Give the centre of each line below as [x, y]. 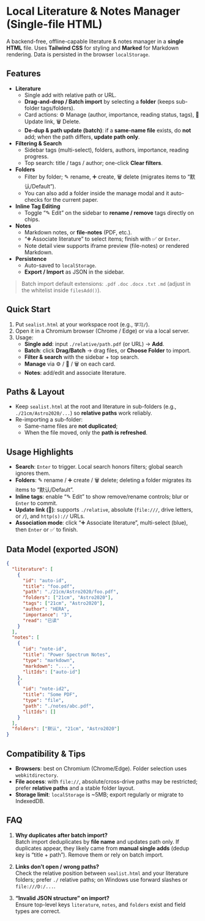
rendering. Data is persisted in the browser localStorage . [78, 54]
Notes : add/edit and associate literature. [75, 372]
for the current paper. [71, 199]
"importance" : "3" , [47, 615]
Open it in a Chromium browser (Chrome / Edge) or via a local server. [102, 331]
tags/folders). [58, 108]
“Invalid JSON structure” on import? [62, 898]
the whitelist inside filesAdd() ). [61, 290]
